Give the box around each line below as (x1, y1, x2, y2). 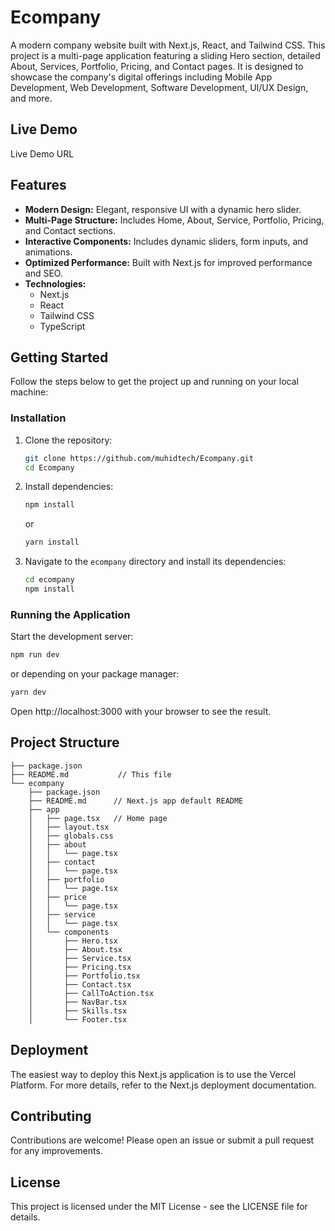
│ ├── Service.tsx (28, 953, 132, 963)
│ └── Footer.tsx (28, 1014, 128, 1025)
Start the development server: (10, 631, 134, 643)
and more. (10, 92, 53, 104)
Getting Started (10, 349, 109, 366)
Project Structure (10, 734, 120, 751)
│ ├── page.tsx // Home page (28, 813, 168, 823)
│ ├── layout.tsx (28, 822, 110, 832)
